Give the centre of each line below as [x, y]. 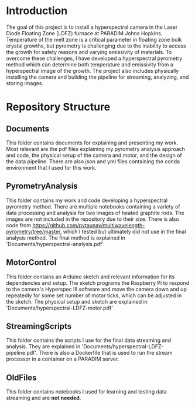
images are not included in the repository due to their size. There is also [93, 219]
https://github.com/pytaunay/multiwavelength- [88, 225]
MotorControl [31, 263]
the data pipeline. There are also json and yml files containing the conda [93, 161]
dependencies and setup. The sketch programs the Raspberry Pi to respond [98, 282]
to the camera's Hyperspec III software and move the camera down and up [97, 289]
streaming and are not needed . [44, 398]
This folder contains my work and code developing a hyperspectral [87, 200]
